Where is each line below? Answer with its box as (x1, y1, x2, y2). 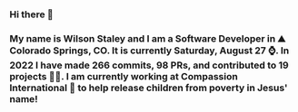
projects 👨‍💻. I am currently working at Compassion (9, 70, 238, 82)
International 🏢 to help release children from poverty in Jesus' (9, 81, 288, 94)
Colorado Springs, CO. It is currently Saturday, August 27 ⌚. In (9, 44, 290, 57)
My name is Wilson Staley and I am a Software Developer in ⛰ (9, 32, 286, 44)
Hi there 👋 (9, 8, 55, 21)
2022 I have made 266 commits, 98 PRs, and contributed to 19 (9, 59, 289, 71)
